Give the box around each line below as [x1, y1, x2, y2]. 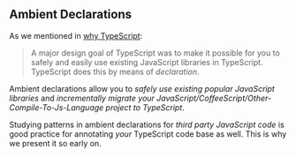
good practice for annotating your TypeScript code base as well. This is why [9, 128, 287, 139]
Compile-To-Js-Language [9, 101, 104, 113]
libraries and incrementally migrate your [9, 93, 155, 103]
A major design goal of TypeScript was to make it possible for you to [30, 48, 280, 58]
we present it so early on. [9, 138, 102, 148]
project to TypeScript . [105, 101, 186, 113]
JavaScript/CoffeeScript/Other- [156, 93, 272, 103]
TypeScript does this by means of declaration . [30, 66, 201, 77]
